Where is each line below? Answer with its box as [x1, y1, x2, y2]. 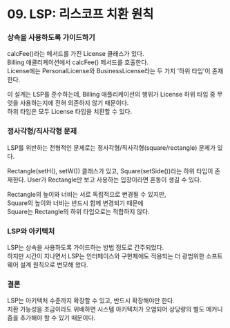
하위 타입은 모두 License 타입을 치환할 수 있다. [7, 108, 133, 116]
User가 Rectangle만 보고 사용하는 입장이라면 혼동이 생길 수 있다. [27, 175, 202, 184]
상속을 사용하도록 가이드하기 [7, 32, 95, 42]
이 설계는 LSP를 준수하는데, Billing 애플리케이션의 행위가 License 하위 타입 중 [7, 90, 216, 99]
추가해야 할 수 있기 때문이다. [19, 313, 96, 322]
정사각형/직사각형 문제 [7, 126, 77, 136]
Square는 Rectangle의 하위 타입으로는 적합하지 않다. [7, 207, 150, 215]
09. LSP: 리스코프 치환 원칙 [7, 6, 154, 22]
